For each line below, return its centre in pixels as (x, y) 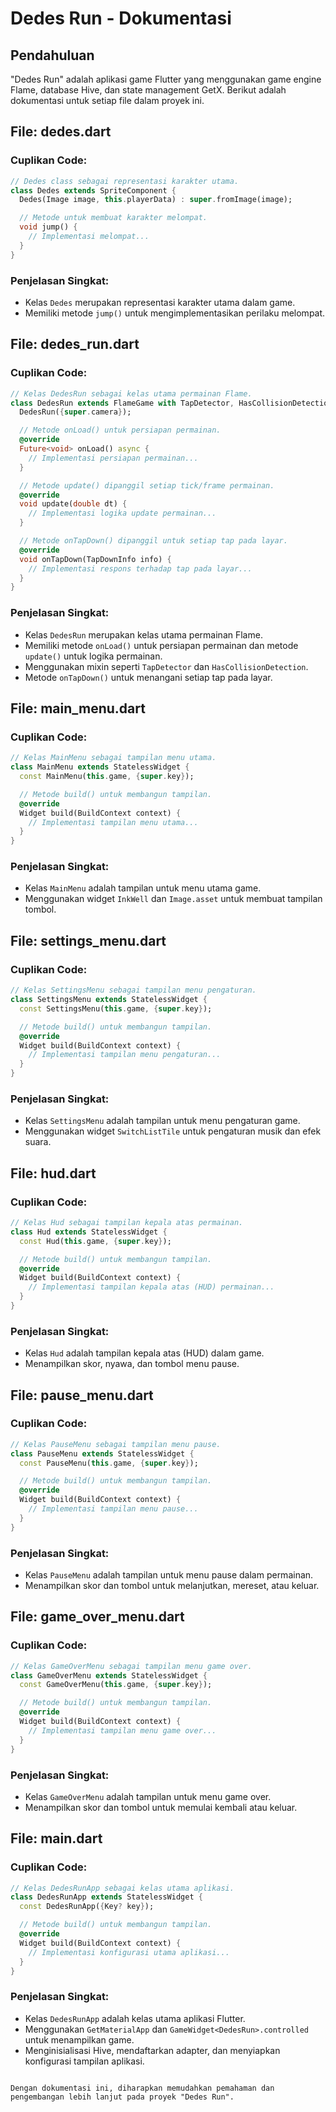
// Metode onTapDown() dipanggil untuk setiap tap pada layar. (153, 541)
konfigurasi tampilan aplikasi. (84, 2061)
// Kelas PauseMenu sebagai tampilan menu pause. (116, 1444)
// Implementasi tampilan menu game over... (122, 1730)
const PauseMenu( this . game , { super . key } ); (109, 1463)
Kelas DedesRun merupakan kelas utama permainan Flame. (143, 634)
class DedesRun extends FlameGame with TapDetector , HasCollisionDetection (171, 403)
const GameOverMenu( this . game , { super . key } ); (116, 1685)
